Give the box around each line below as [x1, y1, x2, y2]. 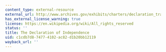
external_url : [5, 12, 35, 17]
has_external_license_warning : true [5, 16, 81, 21]
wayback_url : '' [5, 40, 39, 45]
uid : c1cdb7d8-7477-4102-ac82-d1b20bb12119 [5, 35, 96, 40]
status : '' [5, 26, 28, 31]
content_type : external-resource [5, 7, 74, 12]
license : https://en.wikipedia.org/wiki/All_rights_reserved [5, 21, 134, 26]
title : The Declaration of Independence [5, 30, 90, 35]
